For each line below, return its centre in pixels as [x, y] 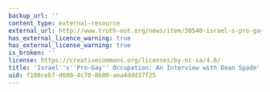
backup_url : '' [34, 16]
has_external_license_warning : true [70, 46]
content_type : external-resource [64, 23]
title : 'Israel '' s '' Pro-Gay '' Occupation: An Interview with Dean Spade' [135, 68]
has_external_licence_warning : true [70, 38]
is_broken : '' [32, 53]
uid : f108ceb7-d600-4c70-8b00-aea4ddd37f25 [82, 75]
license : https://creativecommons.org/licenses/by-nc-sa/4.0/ [115, 61]
